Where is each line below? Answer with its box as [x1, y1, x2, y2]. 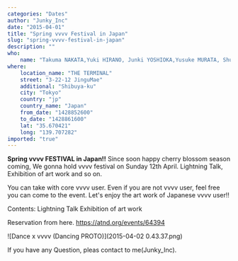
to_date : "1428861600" [20, 115, 87, 122]
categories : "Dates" [7, 10, 69, 18]
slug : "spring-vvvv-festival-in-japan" [7, 37, 125, 44]
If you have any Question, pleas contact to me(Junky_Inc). [7, 245, 177, 255]
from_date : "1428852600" [20, 109, 93, 116]
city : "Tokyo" [20, 89, 62, 96]
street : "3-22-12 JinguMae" [20, 76, 103, 83]
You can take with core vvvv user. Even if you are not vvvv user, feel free [7, 183, 220, 192]
